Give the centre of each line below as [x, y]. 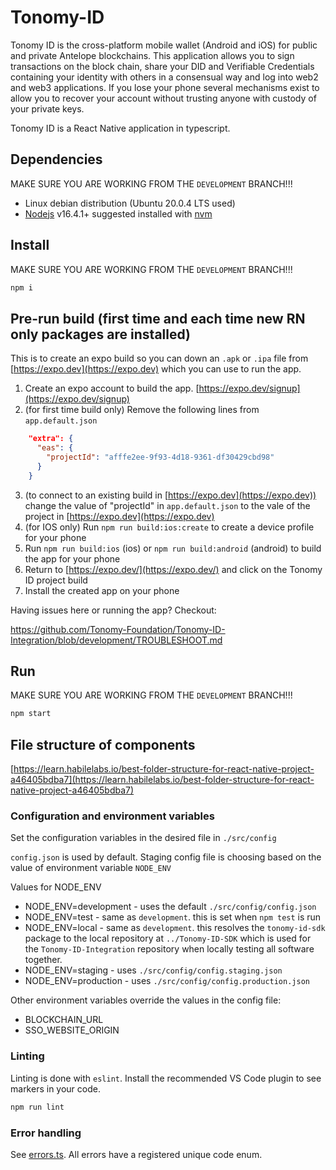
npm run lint [37, 1107]
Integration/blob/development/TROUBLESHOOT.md [116, 640]
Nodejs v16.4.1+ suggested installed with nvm [118, 213]
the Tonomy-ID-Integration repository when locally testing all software [169, 949]
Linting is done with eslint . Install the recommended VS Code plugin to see [166, 1078]
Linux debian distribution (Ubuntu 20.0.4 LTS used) [130, 203]
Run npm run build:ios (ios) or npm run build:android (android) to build [173, 548]
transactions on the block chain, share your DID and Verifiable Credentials [162, 66]
